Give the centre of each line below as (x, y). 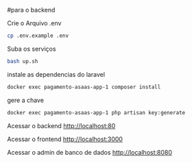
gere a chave (26, 100)
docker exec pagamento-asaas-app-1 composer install (84, 87)
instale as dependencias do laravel (56, 74)
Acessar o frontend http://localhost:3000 (65, 139)
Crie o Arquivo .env (34, 23)
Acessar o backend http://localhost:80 (61, 125)
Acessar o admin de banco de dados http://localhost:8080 (90, 152)
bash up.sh (23, 61)
